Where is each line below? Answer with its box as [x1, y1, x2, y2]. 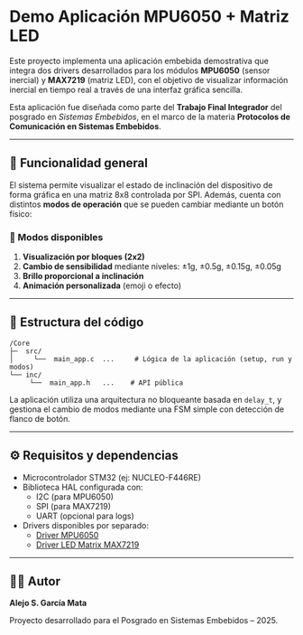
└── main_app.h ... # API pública [29, 378, 183, 388]
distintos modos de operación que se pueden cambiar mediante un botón [9, 199, 284, 210]
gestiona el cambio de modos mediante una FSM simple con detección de [9, 404, 285, 415]
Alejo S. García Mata [9, 598, 87, 609]
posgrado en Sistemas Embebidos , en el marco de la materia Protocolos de [9, 111, 291, 122]
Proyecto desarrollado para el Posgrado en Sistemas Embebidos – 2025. [9, 615, 279, 626]
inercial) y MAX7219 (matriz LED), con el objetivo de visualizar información [9, 74, 289, 85]
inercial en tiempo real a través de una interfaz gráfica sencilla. [9, 84, 243, 95]
